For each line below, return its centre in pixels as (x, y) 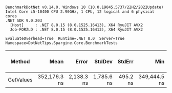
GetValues (20, 80)
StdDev (103, 62)
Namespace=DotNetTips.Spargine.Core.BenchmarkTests (61, 43)
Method (20, 62)
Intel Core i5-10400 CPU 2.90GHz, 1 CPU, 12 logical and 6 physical (80, 12)
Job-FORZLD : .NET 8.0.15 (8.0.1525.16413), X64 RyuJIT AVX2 (77, 30)
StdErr (125, 62)
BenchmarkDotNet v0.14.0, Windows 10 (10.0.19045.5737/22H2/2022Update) (84, 7)
